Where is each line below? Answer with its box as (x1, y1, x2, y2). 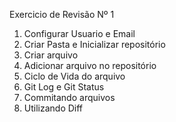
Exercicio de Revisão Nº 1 (9, 9, 115, 20)
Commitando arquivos (23, 92, 116, 103)
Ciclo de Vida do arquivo (23, 70, 126, 82)
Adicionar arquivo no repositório (23, 60, 157, 71)
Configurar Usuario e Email (23, 28, 136, 39)
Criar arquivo (23, 49, 79, 61)
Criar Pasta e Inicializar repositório (23, 39, 166, 50)
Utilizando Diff (23, 102, 84, 114)
